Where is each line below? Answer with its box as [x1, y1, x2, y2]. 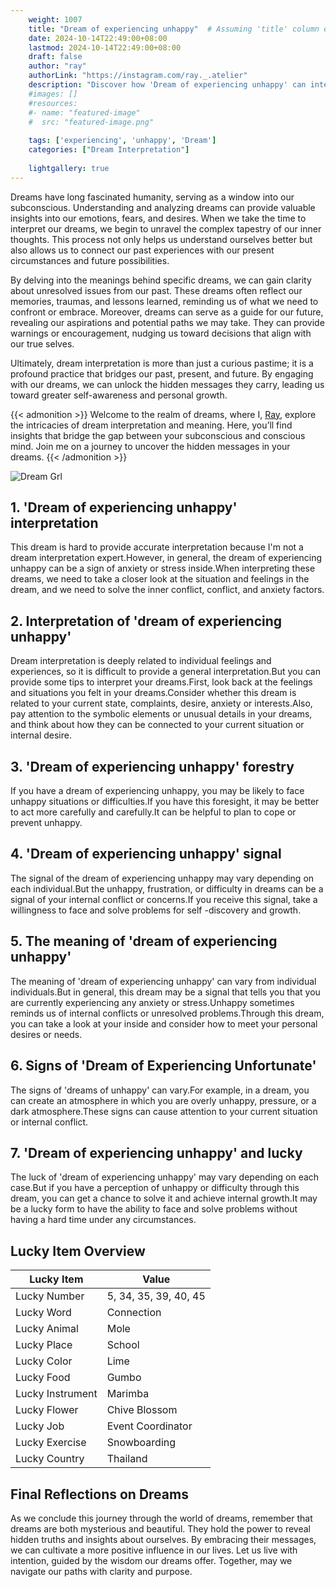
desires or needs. [10, 1028, 83, 1040]
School [106, 1338, 140, 1352]
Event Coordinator [106, 1419, 193, 1433]
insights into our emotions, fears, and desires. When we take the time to [10, 212, 307, 224]
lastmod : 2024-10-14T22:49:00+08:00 [28, 42, 182, 53]
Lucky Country [15, 1452, 85, 1466]
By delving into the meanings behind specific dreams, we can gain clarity [10, 274, 312, 286]
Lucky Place [15, 1338, 73, 1352]
